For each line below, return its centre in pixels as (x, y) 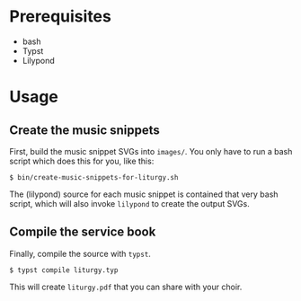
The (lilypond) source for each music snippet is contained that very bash (144, 194)
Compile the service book (83, 232)
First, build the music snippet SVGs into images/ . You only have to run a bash (151, 151)
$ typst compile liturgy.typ (64, 270)
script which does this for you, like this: (82, 161)
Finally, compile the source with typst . (80, 253)
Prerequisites (61, 17)
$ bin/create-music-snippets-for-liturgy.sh (94, 177)
